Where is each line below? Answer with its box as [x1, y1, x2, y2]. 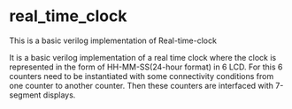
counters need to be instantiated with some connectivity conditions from [9, 70, 274, 81]
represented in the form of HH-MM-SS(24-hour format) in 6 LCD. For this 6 [9, 62, 283, 72]
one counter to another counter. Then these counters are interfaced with [9, 80, 274, 91]
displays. [42, 90, 76, 100]
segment [9, 90, 42, 100]
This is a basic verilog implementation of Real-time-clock [9, 35, 217, 46]
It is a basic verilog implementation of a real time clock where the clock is [9, 52, 277, 62]
